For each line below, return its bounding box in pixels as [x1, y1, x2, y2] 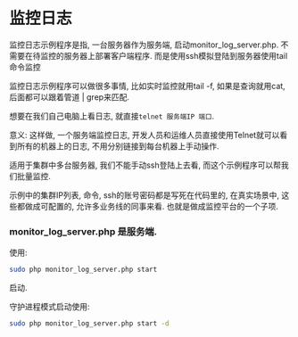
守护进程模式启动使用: [9, 301, 91, 312]
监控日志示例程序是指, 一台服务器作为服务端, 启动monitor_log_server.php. [9, 39, 279, 50]
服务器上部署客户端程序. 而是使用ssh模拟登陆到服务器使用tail [63, 50, 288, 61]
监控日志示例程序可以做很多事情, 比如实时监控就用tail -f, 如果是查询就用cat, [9, 80, 286, 91]
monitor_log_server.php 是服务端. [9, 225, 158, 237]
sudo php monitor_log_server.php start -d [9, 319, 170, 328]
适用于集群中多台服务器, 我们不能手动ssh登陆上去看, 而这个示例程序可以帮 [9, 160, 281, 170]
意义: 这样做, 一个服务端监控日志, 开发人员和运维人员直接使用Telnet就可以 [9, 129, 280, 140]
